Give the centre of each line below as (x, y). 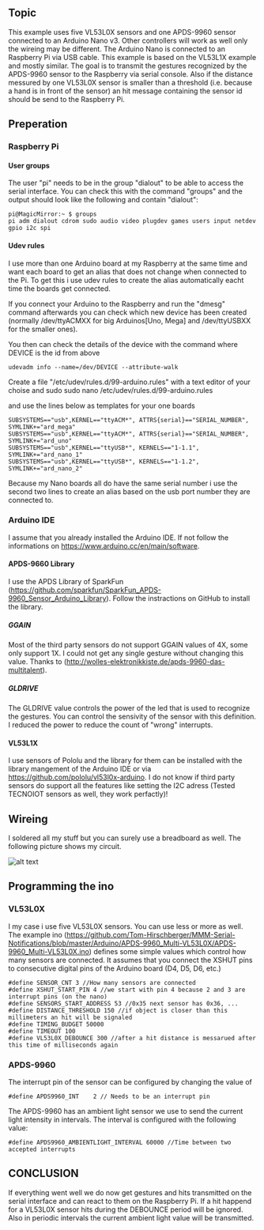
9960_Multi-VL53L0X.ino (49, 951)
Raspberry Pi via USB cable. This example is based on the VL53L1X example (132, 57)
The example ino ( (38, 934)
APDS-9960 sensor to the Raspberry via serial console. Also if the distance (130, 74)
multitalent (26, 670)
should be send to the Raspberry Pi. (66, 99)
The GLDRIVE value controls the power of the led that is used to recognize (129, 707)
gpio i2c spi (30, 228)
